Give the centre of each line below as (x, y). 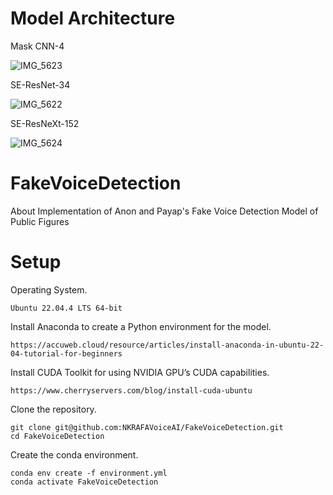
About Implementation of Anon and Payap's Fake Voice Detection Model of (164, 211)
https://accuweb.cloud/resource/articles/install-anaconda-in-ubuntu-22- (167, 345)
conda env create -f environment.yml (89, 473)
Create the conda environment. (74, 454)
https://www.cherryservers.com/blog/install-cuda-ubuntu (131, 390)
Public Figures (40, 221)
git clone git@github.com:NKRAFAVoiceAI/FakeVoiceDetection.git (147, 427)
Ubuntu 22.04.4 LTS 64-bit (66, 308)
